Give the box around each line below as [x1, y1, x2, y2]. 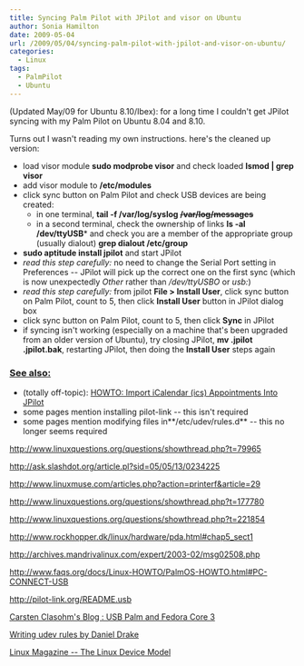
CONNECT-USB [9, 576, 69, 587]
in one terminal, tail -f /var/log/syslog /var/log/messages [35, 208, 254, 219]
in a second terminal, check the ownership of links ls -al [35, 218, 246, 229]
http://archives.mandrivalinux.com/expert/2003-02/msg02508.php [9, 549, 260, 560]
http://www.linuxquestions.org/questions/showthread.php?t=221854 [9, 513, 266, 524]
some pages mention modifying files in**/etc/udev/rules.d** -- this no [22, 415, 285, 427]
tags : [9, 65, 30, 74]
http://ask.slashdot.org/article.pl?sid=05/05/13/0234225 [9, 461, 221, 472]
